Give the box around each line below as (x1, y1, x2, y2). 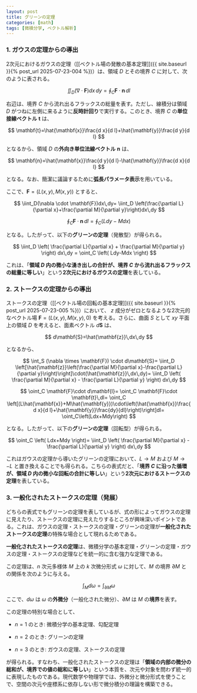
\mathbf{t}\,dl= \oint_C (71, 394, 126, 401)
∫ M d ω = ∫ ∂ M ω (82, 582, 116, 590)
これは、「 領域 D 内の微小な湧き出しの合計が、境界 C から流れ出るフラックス (6, 261, 191, 269)
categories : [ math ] (6, 19, 54, 25)
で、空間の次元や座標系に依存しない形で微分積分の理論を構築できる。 (6, 680, 176, 688)
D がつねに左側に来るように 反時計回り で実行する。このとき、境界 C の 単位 (6, 107, 188, 115)
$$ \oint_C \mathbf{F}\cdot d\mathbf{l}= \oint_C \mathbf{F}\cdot (20, 388, 178, 395)
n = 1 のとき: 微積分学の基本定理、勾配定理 (14, 620, 119, 627)
